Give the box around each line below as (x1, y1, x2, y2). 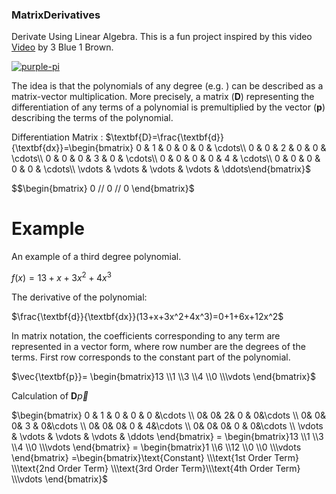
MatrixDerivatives (11, 8, 101, 22)
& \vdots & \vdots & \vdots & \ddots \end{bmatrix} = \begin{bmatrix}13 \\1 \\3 (11, 430, 324, 442)
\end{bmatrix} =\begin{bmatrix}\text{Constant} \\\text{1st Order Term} (11, 451, 300, 463)
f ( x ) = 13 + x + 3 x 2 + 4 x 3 (11, 270, 112, 283)
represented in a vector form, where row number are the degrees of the (11, 340, 306, 352)
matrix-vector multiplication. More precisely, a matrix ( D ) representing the (11, 91, 315, 103)
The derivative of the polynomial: (11, 291, 148, 303)
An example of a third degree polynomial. (11, 251, 182, 263)
